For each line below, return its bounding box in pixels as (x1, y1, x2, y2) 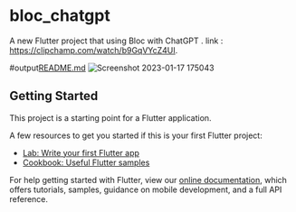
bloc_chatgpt (9, 5, 110, 26)
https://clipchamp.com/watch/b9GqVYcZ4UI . (9, 44, 178, 55)
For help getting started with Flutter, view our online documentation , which (9, 174, 288, 185)
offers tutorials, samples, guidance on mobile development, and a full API (9, 184, 282, 195)
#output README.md (9, 62, 86, 73)
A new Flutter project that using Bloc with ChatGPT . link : (9, 35, 224, 46)
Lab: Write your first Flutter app (22, 147, 140, 158)
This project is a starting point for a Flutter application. (9, 112, 212, 123)
